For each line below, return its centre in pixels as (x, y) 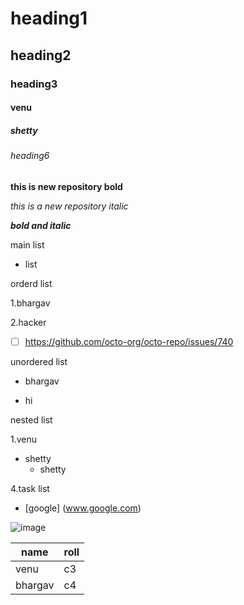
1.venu (24, 439)
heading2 (41, 55)
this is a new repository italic (69, 206)
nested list (31, 419)
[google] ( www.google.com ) (83, 508)
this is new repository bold (66, 186)
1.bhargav (30, 303)
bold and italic (41, 225)
